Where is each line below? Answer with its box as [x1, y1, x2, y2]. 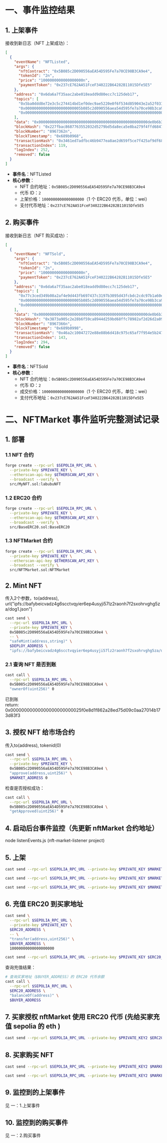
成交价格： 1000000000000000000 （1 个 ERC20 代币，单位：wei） [19, 388, 150, 394]
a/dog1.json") [5, 606, 33, 612]
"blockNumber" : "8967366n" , [14, 321, 72, 326]
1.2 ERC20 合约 [5, 494, 42, 501]
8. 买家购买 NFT [5, 1051, 54, 1059]
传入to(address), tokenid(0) [5, 742, 61, 748]
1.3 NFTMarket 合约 [5, 537, 53, 544]
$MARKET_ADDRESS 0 [9, 775, 48, 780]
